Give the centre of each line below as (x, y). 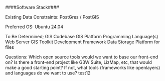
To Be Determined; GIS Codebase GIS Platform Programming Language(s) (82, 36)
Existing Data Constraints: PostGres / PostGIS (52, 17)
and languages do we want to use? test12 (48, 73)
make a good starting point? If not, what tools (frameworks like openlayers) (83, 68)
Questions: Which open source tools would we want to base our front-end (82, 57)
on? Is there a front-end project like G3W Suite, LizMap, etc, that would (78, 62)
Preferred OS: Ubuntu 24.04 (34, 27)
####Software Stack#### (32, 7)
